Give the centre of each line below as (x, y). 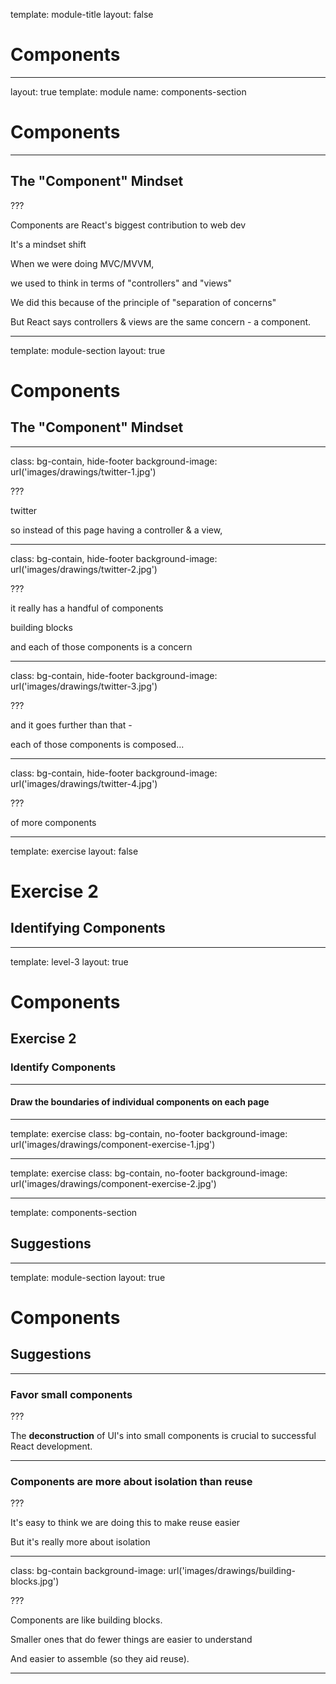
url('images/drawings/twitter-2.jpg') (84, 569)
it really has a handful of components (87, 608)
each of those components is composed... (97, 744)
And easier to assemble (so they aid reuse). (100, 1659)
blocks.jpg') (35, 1581)
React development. (51, 1446)
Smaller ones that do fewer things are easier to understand (131, 1640)
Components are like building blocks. (86, 1620)
